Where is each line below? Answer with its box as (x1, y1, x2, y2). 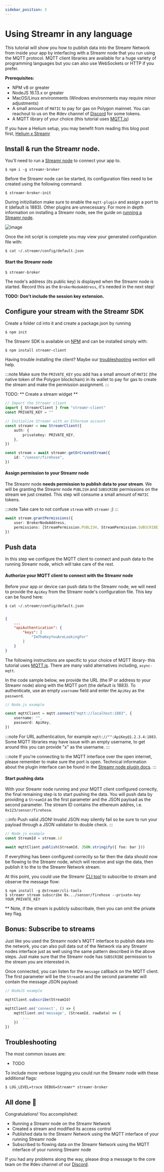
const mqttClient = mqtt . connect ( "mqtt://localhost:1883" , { (5, 711, 132, 716)
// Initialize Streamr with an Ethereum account (5, 419, 106, 424)
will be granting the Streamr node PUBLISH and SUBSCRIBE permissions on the (5, 487, 158, 492)
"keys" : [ (22, 630, 42, 635)
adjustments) (12, 100, 39, 106)
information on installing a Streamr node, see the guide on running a (5, 210, 142, 216)
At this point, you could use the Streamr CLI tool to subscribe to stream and (5, 873, 157, 879)
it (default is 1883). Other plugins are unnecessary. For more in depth (5, 204, 144, 210)
